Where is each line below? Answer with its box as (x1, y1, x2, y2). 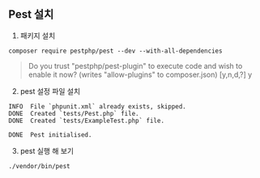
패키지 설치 (19, 31, 56, 40)
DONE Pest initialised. (8, 130, 92, 139)
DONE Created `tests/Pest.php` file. (8, 109, 139, 117)
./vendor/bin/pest (8, 162, 70, 170)
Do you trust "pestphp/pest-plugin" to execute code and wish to (28, 61, 243, 70)
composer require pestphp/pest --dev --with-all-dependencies (8, 47, 223, 55)
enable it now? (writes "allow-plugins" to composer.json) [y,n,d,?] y (28, 70, 253, 79)
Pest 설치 (8, 7, 54, 22)
